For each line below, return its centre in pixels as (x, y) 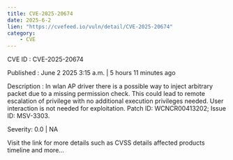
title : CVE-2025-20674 (40, 14)
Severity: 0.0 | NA (32, 129)
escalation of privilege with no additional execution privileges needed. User (115, 101)
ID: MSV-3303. (29, 116)
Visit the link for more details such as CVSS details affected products (106, 143)
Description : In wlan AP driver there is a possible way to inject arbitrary (110, 86)
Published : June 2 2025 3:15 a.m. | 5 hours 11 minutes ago (91, 73)
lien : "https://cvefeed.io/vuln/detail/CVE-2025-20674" (90, 26)
